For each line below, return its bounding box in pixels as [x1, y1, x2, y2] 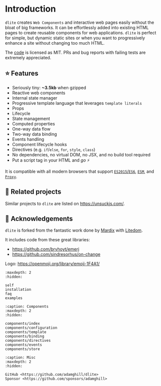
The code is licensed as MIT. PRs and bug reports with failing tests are [5, 50, 146, 55]
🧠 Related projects [5, 188, 62, 196]
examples [5, 296, 23, 301]
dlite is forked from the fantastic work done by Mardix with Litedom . [5, 227, 143, 234]
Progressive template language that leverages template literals [12, 100, 142, 106]
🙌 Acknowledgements [5, 215, 73, 223]
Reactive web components [12, 90, 65, 96]
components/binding [5, 334, 45, 339]
